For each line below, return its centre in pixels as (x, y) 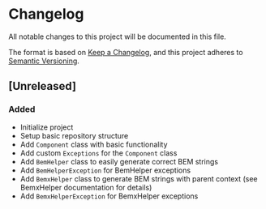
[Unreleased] (43, 86)
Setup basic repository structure (74, 135)
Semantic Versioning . (44, 61)
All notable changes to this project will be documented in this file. (118, 36)
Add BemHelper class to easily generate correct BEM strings (119, 161)
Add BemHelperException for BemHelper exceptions (105, 170)
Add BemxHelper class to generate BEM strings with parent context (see (139, 178)
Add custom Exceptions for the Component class (99, 153)
